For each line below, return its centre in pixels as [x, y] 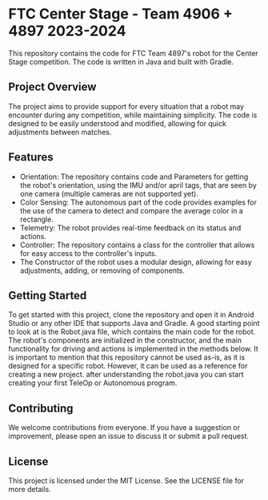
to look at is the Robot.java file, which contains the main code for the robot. [132, 332]
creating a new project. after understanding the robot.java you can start [126, 375]
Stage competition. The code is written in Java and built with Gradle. [121, 62]
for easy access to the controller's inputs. [88, 253]
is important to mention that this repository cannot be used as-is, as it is [127, 357]
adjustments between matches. [60, 132]
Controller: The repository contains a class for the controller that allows [137, 245]
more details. [30, 489]
